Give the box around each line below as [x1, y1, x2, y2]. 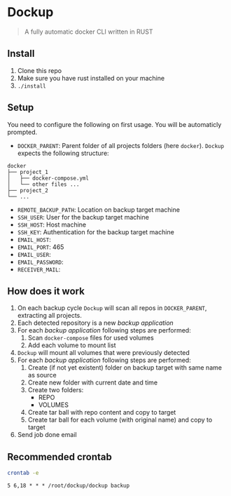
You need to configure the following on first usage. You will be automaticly [7, 120, 222, 128]
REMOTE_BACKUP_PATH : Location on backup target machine [17, 205, 181, 214]
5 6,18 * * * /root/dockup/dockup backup [7, 482, 130, 490]
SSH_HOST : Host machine [17, 220, 86, 229]
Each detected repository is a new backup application [17, 319, 174, 327]
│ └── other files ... [7, 180, 80, 188]
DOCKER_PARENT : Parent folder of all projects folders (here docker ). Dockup [17, 141, 225, 149]
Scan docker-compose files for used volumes [27, 334, 154, 342]
